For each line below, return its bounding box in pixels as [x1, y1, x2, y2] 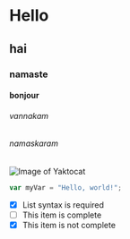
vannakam [9, 110, 49, 121]
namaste [9, 68, 48, 81]
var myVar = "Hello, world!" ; [9, 183, 123, 192]
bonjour [9, 90, 39, 101]
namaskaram [9, 138, 58, 149]
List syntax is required [22, 199, 105, 210]
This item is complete [22, 209, 102, 220]
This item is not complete [22, 219, 117, 230]
